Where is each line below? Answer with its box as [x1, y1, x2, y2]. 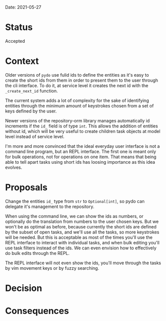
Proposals [5, 182, 48, 193]
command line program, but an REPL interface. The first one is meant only [5, 148, 156, 154]
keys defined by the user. [5, 108, 57, 114]
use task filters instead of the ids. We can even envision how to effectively [5, 245, 157, 251]
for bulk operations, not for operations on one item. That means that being [5, 154, 157, 160]
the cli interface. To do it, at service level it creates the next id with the [5, 82, 149, 89]
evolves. [5, 164, 22, 170]
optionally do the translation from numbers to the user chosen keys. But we [5, 218, 159, 224]
